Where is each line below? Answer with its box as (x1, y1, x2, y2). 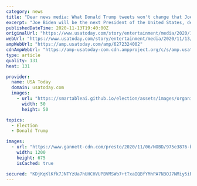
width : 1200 (16, 150, 46, 155)
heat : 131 (6, 63, 30, 69)
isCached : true (16, 160, 54, 166)
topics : (6, 117, 25, 123)
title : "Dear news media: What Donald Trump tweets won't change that (6, 14, 182, 20)
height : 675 (16, 155, 46, 161)
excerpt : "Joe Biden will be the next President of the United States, (6, 19, 185, 25)
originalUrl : (6, 31, 38, 36)
